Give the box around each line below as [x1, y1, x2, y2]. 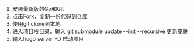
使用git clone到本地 [12, 20, 61, 27]
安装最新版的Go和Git [12, 5, 64, 12]
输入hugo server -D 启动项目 [12, 35, 84, 42]
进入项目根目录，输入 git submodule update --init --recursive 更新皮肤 [12, 28, 189, 35]
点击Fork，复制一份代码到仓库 [12, 13, 88, 20]
